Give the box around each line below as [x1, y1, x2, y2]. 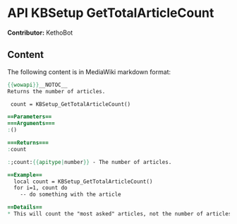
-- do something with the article [20, 191, 121, 199]
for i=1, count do [13, 184, 68, 191]
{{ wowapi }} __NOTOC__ [7, 81, 68, 88]
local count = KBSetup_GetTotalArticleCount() [13, 178, 153, 185]
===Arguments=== [7, 120, 55, 127]
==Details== [7, 204, 42, 211]
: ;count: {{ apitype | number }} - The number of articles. [7, 158, 172, 165]
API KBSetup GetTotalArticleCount [7, 5, 214, 21]
